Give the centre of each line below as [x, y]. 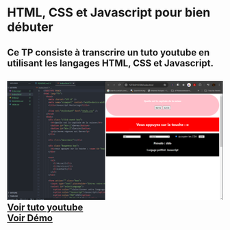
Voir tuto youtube [45, 208]
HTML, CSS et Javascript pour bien [109, 13]
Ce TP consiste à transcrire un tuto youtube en [108, 52]
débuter [30, 27]
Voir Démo [30, 218]
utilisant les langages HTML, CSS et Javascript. [111, 63]
